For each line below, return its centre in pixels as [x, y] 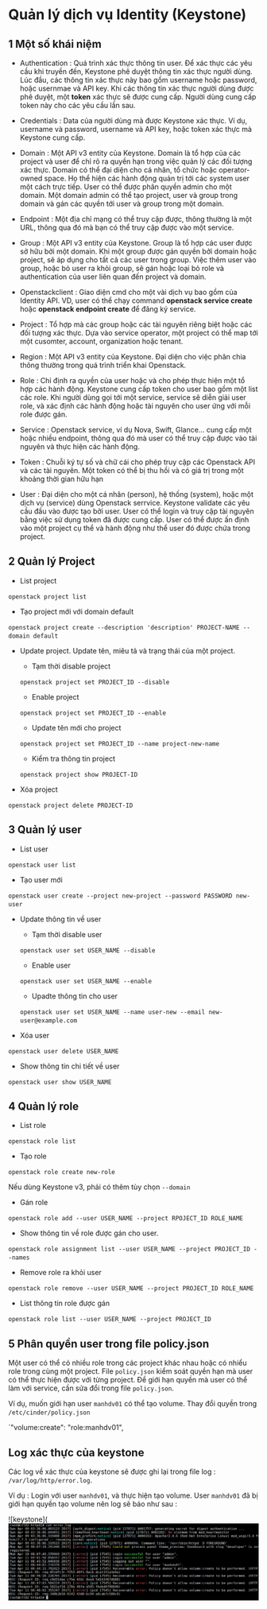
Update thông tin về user [60, 919]
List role [33, 1126]
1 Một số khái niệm [55, 44]
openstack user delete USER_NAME [64, 1051]
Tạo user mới [41, 879]
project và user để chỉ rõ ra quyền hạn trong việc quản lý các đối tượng [136, 161]
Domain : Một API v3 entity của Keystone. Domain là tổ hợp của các [130, 153]
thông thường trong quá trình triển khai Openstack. [103, 365]
